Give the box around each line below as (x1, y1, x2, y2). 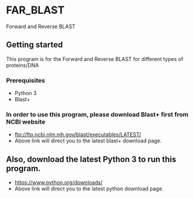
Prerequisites (6, 76, 45, 84)
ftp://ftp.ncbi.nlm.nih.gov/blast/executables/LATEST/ (14, 131, 142, 138)
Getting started (6, 40, 63, 50)
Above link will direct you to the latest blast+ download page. (14, 137, 162, 144)
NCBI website (6, 118, 46, 126)
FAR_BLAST (6, 4, 65, 17)
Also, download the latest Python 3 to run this (6, 154, 177, 164)
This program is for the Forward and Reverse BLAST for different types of (6, 55, 183, 62)
